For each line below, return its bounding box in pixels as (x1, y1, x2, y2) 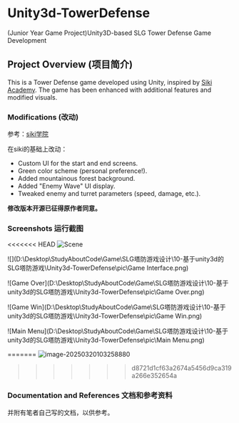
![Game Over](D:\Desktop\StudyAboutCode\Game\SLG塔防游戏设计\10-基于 (7, 279, 229, 288)
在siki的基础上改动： (7, 145, 68, 154)
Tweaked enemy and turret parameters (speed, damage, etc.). (17, 189, 201, 198)
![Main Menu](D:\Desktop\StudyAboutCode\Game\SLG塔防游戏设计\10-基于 (7, 327, 228, 335)
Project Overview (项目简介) (7, 58, 133, 70)
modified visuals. (7, 93, 58, 101)
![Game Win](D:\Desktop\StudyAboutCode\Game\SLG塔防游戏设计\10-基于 (7, 303, 226, 311)
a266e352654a (131, 372, 177, 380)
